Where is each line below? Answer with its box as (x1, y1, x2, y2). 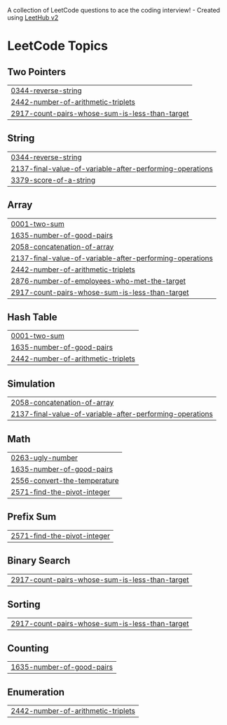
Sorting (7, 599, 41, 611)
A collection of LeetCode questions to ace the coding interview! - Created (7, 6, 221, 14)
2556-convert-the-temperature (11, 476, 119, 486)
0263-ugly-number (11, 453, 78, 463)
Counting (7, 642, 49, 654)
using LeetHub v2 (7, 13, 59, 22)
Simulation (7, 378, 55, 390)
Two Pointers (7, 66, 67, 78)
